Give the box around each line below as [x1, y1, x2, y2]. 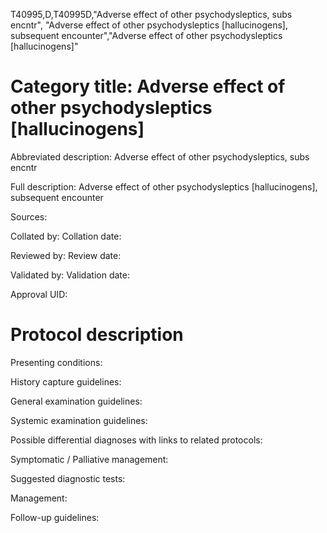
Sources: [10, 210, 48, 223]
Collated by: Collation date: [10, 230, 122, 242]
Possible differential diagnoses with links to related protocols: [10, 434, 263, 446]
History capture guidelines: [10, 375, 122, 388]
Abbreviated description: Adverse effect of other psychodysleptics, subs [10, 150, 310, 163]
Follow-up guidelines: [10, 511, 100, 523]
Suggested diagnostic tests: [10, 472, 126, 484]
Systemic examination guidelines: [10, 414, 148, 426]
